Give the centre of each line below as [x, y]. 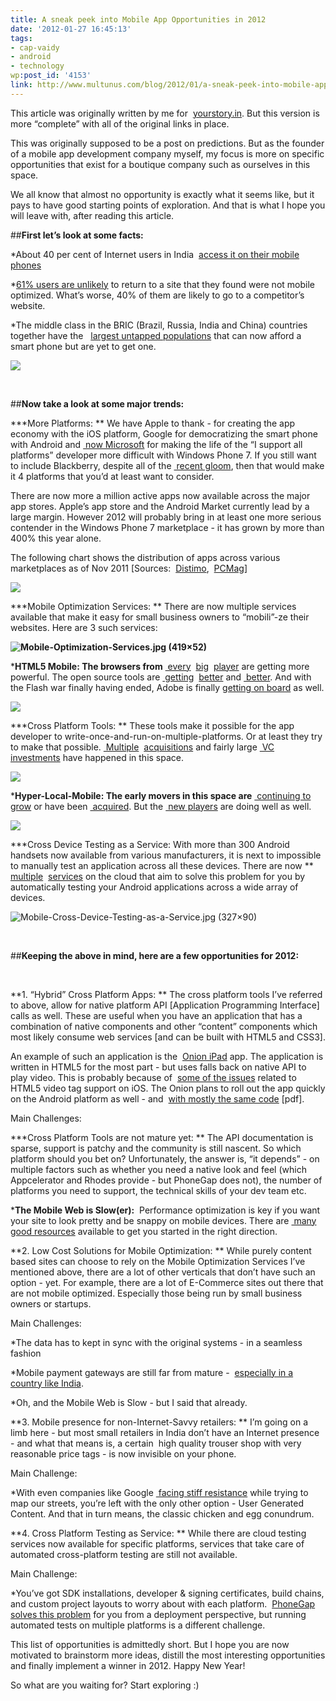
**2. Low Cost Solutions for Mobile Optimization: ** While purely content [161, 1250]
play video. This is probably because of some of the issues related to [153, 1077]
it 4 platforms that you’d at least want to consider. [112, 476]
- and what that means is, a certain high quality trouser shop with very [156, 1443]
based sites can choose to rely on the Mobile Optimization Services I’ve [158, 1261]
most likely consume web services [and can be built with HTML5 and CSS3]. [168, 1037]
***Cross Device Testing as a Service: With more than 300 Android [150, 844]
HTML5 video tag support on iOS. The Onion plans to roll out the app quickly [168, 1088]
